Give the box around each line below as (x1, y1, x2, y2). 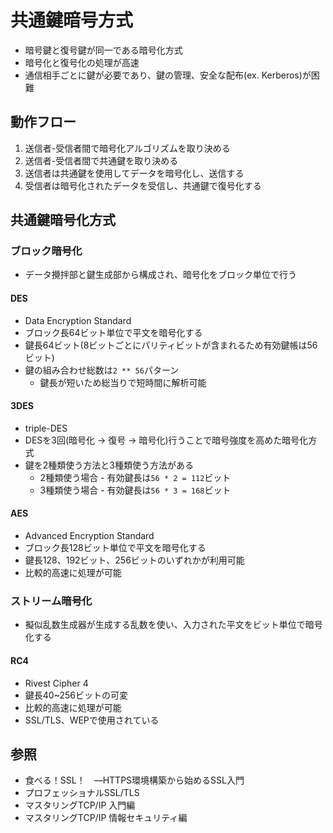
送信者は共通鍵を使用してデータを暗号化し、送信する (24, 167, 245, 179)
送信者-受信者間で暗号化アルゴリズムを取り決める (24, 142, 231, 154)
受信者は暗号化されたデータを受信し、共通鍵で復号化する (24, 179, 262, 191)
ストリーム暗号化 (10, 594, 93, 608)
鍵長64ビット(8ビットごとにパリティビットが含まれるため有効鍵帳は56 (24, 339, 318, 351)
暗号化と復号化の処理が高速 (24, 56, 140, 68)
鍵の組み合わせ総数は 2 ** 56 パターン (24, 364, 180, 376)
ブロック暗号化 (10, 244, 83, 258)
